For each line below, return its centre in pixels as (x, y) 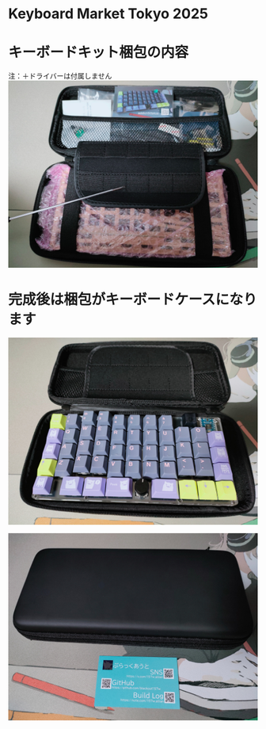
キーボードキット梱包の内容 (99, 53)
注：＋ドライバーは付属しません (60, 76)
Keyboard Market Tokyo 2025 (108, 14)
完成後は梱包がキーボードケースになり (133, 300)
